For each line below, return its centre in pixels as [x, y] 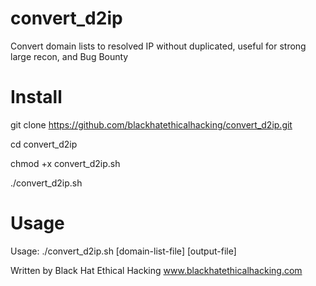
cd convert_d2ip [44, 144]
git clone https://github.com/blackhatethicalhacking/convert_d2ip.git [151, 124]
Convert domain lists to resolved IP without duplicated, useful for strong [158, 46]
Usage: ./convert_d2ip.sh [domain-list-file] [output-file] [123, 251]
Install [36, 97]
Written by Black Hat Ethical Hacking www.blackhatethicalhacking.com [156, 270]
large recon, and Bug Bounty [69, 56]
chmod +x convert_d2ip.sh [65, 163]
